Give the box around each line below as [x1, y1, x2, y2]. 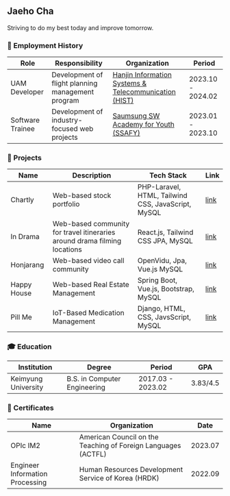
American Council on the [79, 432, 159, 441]
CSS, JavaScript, [137, 199, 192, 209]
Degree [86, 362, 112, 372]
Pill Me [10, 312, 32, 322]
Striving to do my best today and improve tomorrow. [7, 23, 154, 32]
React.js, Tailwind [137, 227, 194, 237]
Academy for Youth [112, 120, 175, 129]
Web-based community [52, 219, 130, 229]
